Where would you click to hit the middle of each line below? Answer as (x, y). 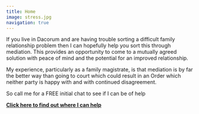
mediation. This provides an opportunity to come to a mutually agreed (91, 52)
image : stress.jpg (29, 17)
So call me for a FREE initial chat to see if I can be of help (76, 94)
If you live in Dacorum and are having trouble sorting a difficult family (91, 40)
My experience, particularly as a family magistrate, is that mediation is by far (99, 70)
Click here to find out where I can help (54, 105)
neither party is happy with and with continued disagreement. (81, 82)
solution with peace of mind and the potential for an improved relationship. (97, 58)
